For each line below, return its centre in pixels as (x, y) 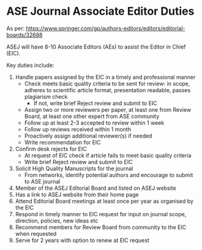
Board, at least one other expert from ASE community (92, 116)
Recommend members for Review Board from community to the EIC (101, 227)
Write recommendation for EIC (62, 142)
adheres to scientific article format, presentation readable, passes (107, 90)
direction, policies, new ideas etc (57, 221)
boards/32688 (24, 34)
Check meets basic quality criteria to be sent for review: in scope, (107, 84)
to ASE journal (42, 181)
